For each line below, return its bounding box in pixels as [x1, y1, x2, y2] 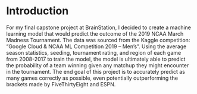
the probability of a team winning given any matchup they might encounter [6, 61, 189, 69]
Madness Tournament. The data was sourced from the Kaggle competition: [6, 36, 190, 43]
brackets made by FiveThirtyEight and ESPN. [6, 80, 116, 87]
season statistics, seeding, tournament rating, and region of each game [6, 49, 182, 56]
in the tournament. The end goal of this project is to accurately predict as [6, 68, 186, 75]
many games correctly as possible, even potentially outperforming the [6, 74, 179, 82]
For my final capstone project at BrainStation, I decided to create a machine [6, 24, 192, 31]
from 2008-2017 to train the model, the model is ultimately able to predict [6, 55, 186, 62]
